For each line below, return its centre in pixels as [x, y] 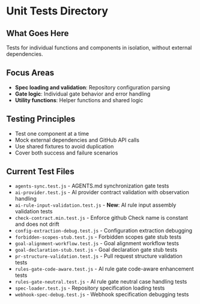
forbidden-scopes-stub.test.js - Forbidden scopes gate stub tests [98, 237]
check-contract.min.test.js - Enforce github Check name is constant [101, 218]
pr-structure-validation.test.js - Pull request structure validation [99, 256]
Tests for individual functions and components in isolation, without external [99, 47]
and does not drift [37, 224]
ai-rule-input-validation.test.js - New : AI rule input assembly [95, 205]
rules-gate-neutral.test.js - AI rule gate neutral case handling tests [101, 282]
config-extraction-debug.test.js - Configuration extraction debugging [104, 231]
